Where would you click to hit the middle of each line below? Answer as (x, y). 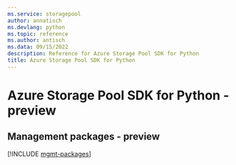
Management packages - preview (84, 137)
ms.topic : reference (38, 34)
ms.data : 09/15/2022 (38, 47)
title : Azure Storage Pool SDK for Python (71, 60)
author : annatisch (35, 21)
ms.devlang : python (36, 27)
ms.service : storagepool (44, 14)
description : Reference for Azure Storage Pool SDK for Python (103, 54)
